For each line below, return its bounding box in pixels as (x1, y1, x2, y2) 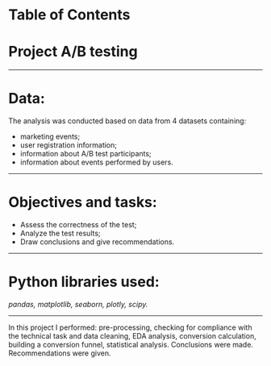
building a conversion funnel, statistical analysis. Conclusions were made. (8, 339, 254, 349)
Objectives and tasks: (8, 193, 157, 211)
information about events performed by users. (19, 157, 173, 167)
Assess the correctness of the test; (19, 220, 137, 229)
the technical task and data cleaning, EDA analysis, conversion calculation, (8, 331, 256, 340)
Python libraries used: (8, 272, 160, 291)
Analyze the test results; (19, 228, 101, 238)
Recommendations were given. (8, 348, 111, 358)
